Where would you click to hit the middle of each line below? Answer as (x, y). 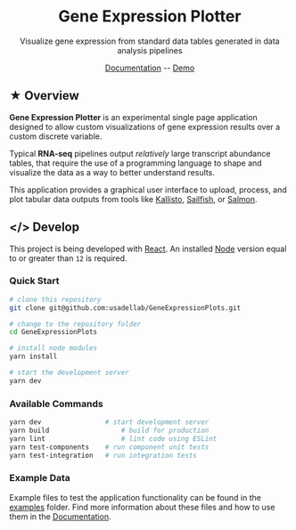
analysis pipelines (150, 50)
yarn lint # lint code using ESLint (113, 438)
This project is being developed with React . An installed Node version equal (148, 249)
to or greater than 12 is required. (68, 258)
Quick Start (34, 281)
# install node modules (53, 348)
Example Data (40, 478)
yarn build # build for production (109, 431)
